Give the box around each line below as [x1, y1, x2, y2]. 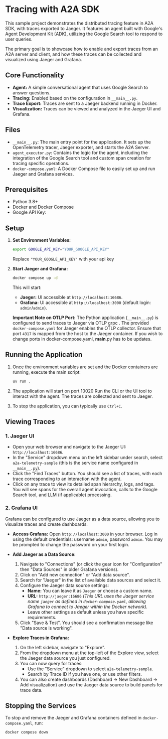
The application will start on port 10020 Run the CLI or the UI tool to [12, 388, 152, 394]
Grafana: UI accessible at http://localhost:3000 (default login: [20, 300, 151, 306]
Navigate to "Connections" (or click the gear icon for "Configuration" [20, 561, 162, 567]
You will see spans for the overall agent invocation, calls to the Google [12, 487, 158, 493]
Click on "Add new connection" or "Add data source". [20, 571, 130, 577]
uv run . [12, 379, 31, 384]
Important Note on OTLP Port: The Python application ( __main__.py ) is [12, 315, 159, 321]
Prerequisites [5, 185, 48, 194]
